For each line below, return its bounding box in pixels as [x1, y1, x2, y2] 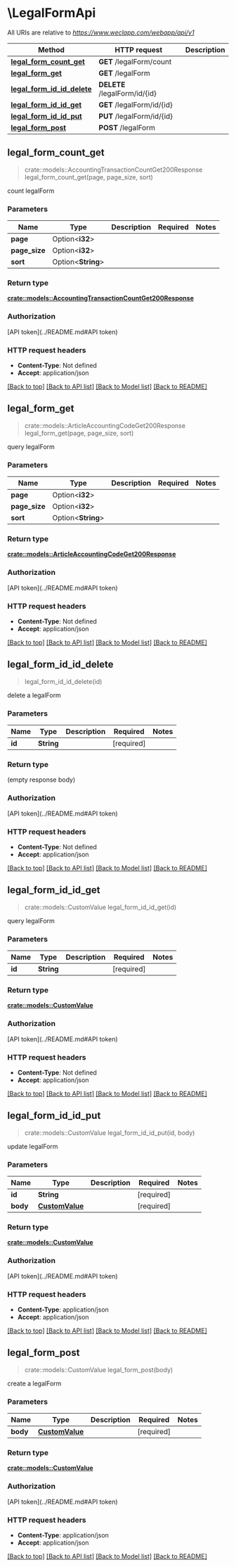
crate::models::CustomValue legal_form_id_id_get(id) [24, 903, 177, 911]
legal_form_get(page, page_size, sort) [24, 429, 134, 437]
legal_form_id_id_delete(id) [24, 677, 103, 685]
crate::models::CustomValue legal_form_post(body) [24, 1365, 173, 1373]
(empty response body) [7, 775, 76, 784]
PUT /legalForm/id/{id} [98, 111, 173, 121]
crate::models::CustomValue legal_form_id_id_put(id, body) [24, 1128, 195, 1137]
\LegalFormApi [7, 5, 96, 21]
